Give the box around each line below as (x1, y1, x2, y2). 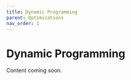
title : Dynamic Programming (6, 9, 78, 15)
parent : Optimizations (6, 15, 64, 21)
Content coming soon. (6, 67, 62, 74)
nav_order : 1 (6, 20, 40, 26)
